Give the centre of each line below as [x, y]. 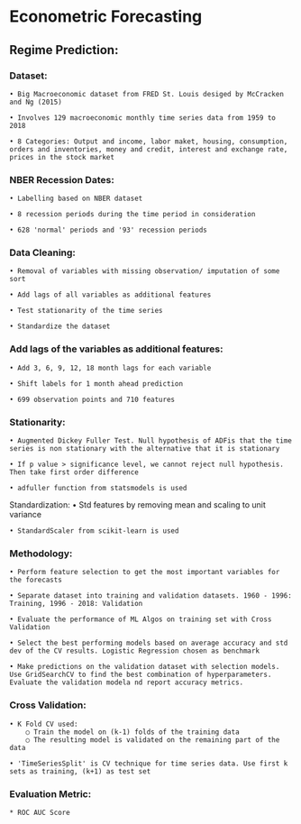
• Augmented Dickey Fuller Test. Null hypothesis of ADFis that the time [151, 441]
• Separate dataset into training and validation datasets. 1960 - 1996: [151, 596]
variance [26, 515]
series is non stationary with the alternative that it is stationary [145, 449]
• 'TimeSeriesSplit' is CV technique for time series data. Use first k [149, 764]
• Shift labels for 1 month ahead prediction [96, 384]
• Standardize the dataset [60, 326]
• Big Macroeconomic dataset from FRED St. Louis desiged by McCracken [146, 94]
